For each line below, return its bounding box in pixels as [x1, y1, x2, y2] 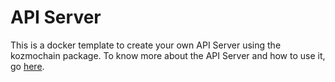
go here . [10, 60, 45, 72]
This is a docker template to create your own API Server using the [10, 39, 282, 51]
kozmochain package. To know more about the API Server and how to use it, [10, 49, 326, 61]
